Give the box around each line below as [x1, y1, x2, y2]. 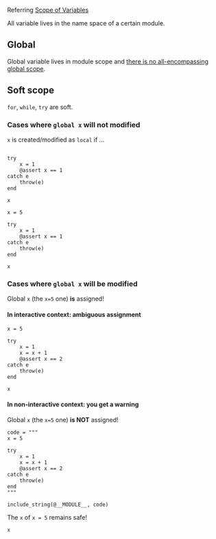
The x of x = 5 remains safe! [7, 513, 88, 521]
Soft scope [7, 85, 55, 96]
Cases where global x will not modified [7, 120, 141, 129]
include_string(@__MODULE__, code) [7, 501, 109, 508]
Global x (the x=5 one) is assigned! [7, 295, 104, 303]
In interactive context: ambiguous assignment [7, 310, 142, 318]
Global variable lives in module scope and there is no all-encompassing [7, 57, 209, 65]
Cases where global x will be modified [7, 278, 138, 288]
